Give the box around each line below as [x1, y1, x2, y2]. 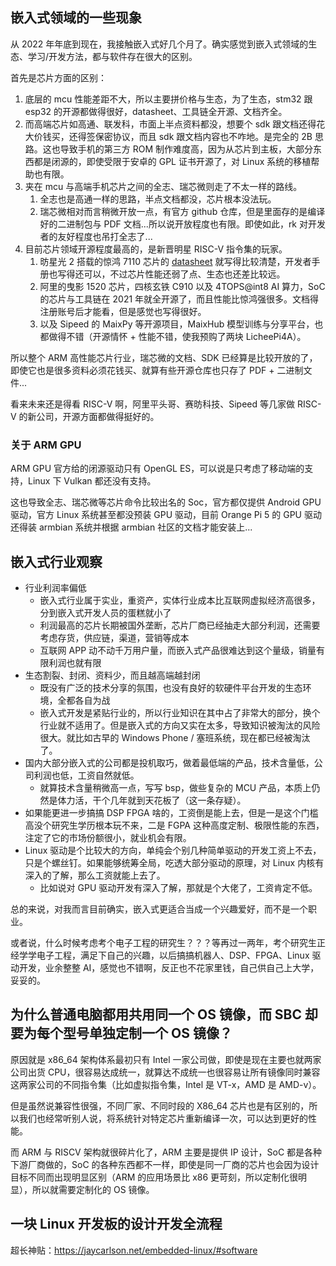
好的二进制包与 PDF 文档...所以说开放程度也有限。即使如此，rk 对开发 [39, 218, 326, 230]
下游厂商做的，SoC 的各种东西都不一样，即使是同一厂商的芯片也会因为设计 [10, 1158, 320, 1170]
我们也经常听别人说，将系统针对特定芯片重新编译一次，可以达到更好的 [18, 1112, 308, 1124]
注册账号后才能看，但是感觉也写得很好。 [39, 305, 207, 317]
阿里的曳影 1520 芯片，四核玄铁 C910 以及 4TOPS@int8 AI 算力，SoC [39, 280, 326, 292]
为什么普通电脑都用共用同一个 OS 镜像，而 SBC [10, 1006, 303, 1023]
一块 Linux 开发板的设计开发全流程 [10, 1216, 223, 1233]
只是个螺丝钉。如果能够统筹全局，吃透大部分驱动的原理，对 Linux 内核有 [24, 856, 325, 868]
